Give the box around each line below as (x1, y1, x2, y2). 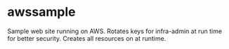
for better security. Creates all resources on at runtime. (7, 34, 166, 42)
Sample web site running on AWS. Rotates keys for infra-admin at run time (7, 27, 223, 35)
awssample (7, 4, 76, 20)
